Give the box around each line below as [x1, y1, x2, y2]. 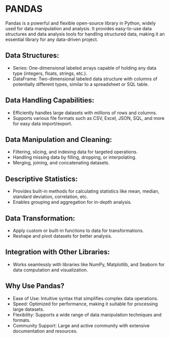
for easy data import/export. [12, 120, 73, 126]
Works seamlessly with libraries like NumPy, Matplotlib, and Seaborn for [12, 261, 165, 267]
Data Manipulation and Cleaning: [5, 135, 113, 144]
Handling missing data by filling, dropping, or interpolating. [12, 154, 137, 160]
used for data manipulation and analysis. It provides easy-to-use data [5, 25, 152, 31]
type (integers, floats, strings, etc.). [12, 70, 88, 76]
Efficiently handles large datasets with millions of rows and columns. [12, 110, 157, 116]
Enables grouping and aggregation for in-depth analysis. [12, 199, 132, 205]
